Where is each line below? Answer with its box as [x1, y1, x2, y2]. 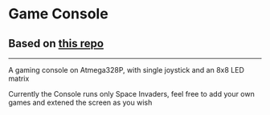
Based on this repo [8, 37, 104, 50]
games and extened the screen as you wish [8, 97, 153, 107]
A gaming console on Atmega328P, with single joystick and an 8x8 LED [8, 65, 245, 74]
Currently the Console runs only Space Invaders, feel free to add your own [8, 89, 255, 98]
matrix [8, 73, 30, 83]
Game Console [8, 5, 108, 23]
